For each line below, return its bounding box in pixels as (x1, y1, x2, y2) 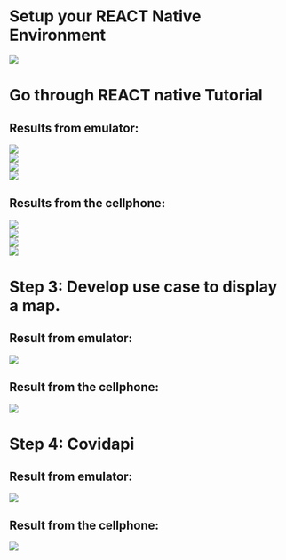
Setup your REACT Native (9, 6, 202, 27)
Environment (9, 25, 107, 45)
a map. (9, 295, 60, 316)
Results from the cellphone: (9, 196, 166, 211)
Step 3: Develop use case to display (9, 276, 278, 297)
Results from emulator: (9, 120, 139, 135)
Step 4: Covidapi (9, 434, 135, 454)
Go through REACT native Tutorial (9, 85, 264, 106)
